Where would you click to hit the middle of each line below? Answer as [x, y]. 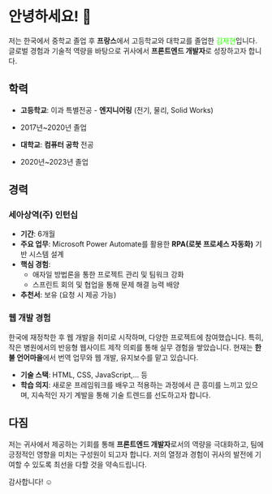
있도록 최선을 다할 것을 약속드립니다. [90, 464]
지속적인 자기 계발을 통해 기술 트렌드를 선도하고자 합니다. [121, 395]
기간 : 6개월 [37, 234]
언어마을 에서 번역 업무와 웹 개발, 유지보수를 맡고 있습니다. [108, 357]
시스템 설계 [46, 254]
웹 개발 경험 [30, 318]
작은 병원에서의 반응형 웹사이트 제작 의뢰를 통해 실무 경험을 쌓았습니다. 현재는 [131, 347]
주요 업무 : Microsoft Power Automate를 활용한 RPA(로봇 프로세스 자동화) [137, 244]
